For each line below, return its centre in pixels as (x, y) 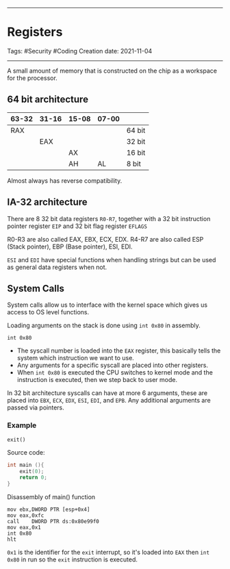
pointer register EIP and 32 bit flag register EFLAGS (77, 226)
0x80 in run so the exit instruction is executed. (73, 559)
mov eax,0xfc (26, 516)
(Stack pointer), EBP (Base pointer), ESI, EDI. (70, 246)
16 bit (136, 153)
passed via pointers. (36, 407)
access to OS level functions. (48, 312)
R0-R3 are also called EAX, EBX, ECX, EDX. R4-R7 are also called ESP (105, 239)
